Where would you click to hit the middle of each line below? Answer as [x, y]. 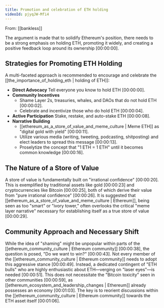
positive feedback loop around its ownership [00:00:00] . [62, 48]
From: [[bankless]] [24, 28]
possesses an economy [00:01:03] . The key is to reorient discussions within [82, 290]
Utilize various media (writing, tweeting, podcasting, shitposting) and [89, 137]
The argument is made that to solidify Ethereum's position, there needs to [79, 38]
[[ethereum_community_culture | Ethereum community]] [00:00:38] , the [77, 249]
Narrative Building [31, 121]
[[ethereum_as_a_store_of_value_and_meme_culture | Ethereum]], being [77, 201]
